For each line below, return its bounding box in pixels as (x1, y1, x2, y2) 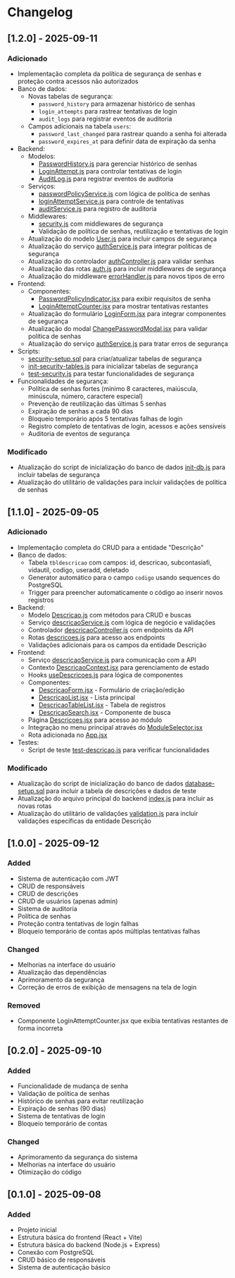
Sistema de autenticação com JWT (17, 874, 120, 883)
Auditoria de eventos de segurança (27, 429, 130, 438)
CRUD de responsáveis (17, 881, 85, 890)
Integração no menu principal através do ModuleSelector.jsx (27, 723, 203, 731)
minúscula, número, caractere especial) (27, 392, 143, 400)
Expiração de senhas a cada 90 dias (27, 406, 134, 415)
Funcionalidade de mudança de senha (17, 1082, 129, 1090)
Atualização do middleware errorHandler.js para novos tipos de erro (27, 272, 225, 280)
